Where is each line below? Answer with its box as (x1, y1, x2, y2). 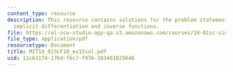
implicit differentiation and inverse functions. (13, 23, 159, 29)
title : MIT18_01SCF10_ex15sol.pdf (7, 49, 107, 56)
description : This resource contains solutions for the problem (7, 16, 197, 23)
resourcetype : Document (7, 42, 76, 49)
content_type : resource (7, 10, 76, 17)
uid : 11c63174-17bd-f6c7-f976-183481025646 (7, 55, 135, 62)
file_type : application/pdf (7, 36, 89, 43)
